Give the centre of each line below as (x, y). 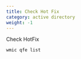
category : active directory (41, 17)
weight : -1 (20, 22)
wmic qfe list (24, 50)
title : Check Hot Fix (33, 12)
